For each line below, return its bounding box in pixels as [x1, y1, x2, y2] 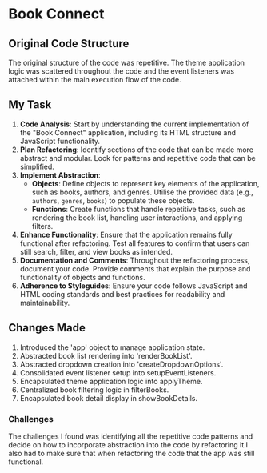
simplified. [19, 162, 54, 171]
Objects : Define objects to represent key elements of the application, [31, 178, 260, 188]
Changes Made [8, 321, 86, 335]
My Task [8, 98, 52, 112]
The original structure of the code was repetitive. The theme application [8, 58, 245, 67]
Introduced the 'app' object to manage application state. [19, 342, 205, 352]
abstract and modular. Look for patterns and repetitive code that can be [19, 153, 256, 162]
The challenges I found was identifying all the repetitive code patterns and [8, 431, 253, 441]
